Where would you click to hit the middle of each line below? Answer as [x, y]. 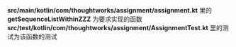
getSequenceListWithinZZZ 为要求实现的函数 [75, 19]
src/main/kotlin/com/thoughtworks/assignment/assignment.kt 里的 [110, 10]
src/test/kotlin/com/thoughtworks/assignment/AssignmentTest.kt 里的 [115, 28]
